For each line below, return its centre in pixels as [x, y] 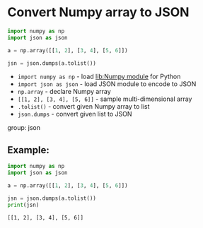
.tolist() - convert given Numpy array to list [83, 107]
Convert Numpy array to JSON [98, 12]
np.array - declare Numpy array [64, 92]
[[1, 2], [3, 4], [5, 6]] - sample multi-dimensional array [105, 99]
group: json [24, 128]
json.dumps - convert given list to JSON [75, 114]
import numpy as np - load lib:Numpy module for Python [99, 77]
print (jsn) [23, 205]
